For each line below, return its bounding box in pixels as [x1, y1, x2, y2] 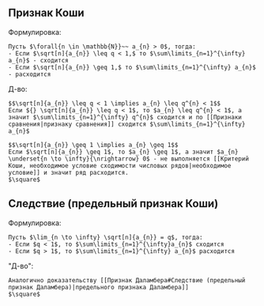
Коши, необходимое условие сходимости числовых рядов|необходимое [8, 161, 232, 169]
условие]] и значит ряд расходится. [8, 168, 129, 176]
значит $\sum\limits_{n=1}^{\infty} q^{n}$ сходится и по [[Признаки [8, 113, 243, 121]
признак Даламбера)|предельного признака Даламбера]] [8, 283, 190, 291]
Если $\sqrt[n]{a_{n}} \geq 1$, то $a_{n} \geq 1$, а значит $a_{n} [8, 148, 239, 156]
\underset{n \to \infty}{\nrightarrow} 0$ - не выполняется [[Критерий [8, 154, 249, 163]
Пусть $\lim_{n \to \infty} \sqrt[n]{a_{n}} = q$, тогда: [8, 233, 203, 241]
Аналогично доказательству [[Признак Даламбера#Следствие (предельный [8, 276, 246, 284]
